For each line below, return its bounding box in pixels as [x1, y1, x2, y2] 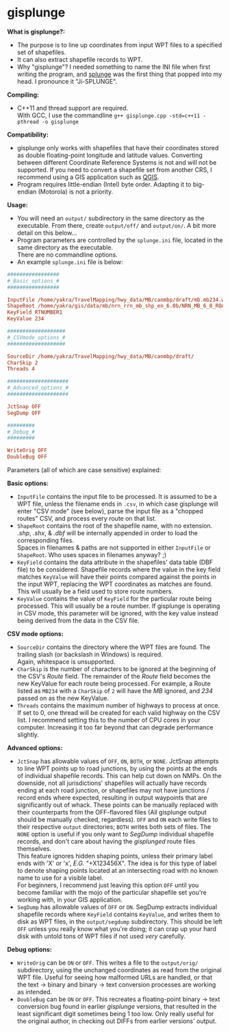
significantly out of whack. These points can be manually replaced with [16, 801, 218, 809]
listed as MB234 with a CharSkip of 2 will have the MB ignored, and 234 [16, 687, 214, 695]
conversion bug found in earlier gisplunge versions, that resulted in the [16, 1002, 217, 1011]
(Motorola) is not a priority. [38, 187, 114, 196]
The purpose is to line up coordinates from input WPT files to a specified [16, 40, 222, 49]
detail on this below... [16, 228, 77, 237]
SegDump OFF [7, 410, 41, 417]
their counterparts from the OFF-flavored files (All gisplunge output [16, 808, 207, 817]
